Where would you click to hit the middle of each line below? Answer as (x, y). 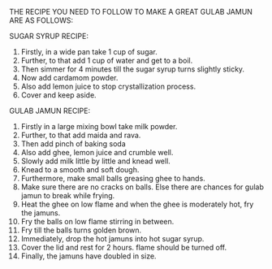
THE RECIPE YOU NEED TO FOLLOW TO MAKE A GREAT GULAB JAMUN (131, 12)
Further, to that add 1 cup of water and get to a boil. (107, 61)
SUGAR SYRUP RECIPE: (49, 36)
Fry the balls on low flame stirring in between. (97, 221)
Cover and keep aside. (58, 95)
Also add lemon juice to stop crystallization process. (108, 86)
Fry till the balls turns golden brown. (81, 230)
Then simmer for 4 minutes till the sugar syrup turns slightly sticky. (133, 69)
